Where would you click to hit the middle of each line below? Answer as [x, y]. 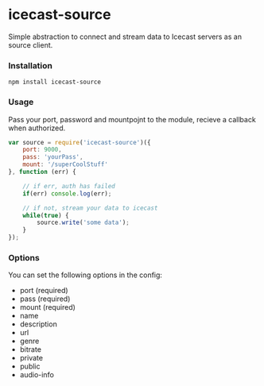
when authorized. [37, 128]
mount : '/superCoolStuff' [66, 164]
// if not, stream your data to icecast [90, 208]
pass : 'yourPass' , [53, 157]
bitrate [31, 349]
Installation [31, 65]
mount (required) [47, 307]
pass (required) [45, 299]
